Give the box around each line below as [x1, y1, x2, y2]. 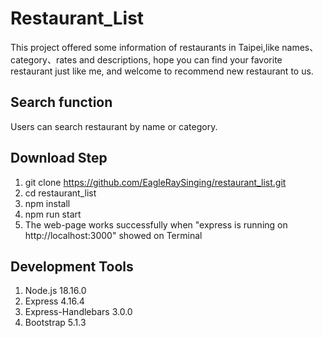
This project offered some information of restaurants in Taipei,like [10, 41, 280, 53]
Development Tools [10, 258, 134, 275]
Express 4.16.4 [24, 295, 85, 307]
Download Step [10, 150, 108, 167]
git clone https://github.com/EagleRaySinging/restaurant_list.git [24, 176, 287, 188]
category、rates [10, 53, 78, 66]
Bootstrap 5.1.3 [24, 317, 87, 329]
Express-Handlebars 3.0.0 [24, 306, 133, 318]
